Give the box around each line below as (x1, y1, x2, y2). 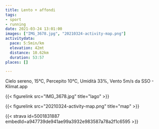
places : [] (5, 60, 28, 65)
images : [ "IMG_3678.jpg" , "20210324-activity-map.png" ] (5, 31, 126, 36)
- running (5, 21, 26, 27)
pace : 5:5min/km (10, 41, 44, 46)
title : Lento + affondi (5, 7, 56, 13)
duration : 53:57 (10, 55, 44, 60)
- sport (5, 17, 22, 22)
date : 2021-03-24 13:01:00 (5, 27, 62, 32)
